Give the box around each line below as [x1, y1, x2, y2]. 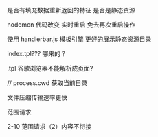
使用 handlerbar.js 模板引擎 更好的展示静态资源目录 [7, 35, 152, 43]
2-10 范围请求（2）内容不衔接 [7, 123, 91, 130]
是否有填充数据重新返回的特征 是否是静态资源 [7, 6, 135, 14]
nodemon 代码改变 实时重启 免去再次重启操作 [7, 21, 136, 29]
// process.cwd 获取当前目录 [7, 79, 88, 87]
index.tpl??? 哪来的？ [7, 50, 67, 58]
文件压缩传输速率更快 [7, 93, 67, 101]
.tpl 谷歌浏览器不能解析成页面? [7, 64, 93, 72]
